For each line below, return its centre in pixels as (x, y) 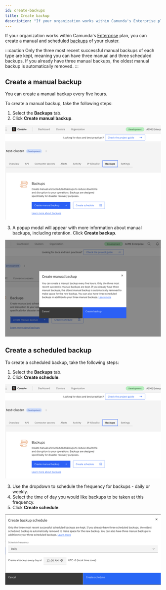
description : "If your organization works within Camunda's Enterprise (80, 21)
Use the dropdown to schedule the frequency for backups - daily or (81, 486)
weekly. (20, 492)
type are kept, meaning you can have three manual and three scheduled (78, 56)
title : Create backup (27, 16)
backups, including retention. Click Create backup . (64, 233)
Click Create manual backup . (42, 118)
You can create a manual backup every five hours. (56, 94)
